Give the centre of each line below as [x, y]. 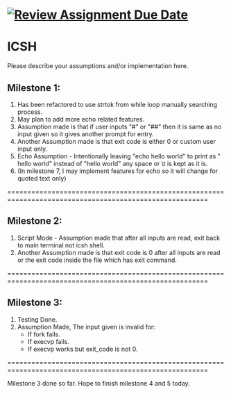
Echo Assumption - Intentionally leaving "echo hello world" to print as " [119, 156]
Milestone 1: [34, 88]
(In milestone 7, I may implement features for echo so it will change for [118, 171]
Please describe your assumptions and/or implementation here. [98, 66]
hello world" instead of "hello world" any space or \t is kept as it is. [112, 163]
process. [30, 112]
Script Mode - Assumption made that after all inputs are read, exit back [119, 238]
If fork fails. [44, 334]
